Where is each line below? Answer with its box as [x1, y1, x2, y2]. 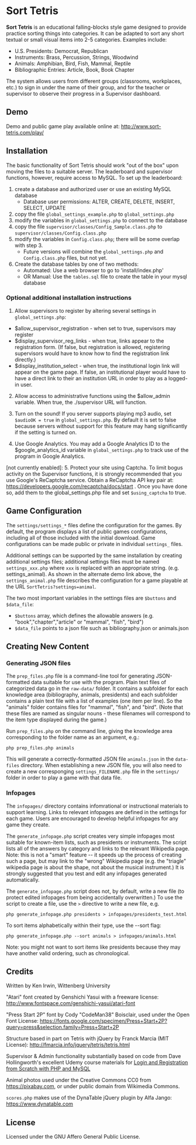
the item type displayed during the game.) [6, 716, 107, 724]
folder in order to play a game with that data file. [6, 774, 122, 781]
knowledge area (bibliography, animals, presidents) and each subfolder [6, 691, 178, 698]
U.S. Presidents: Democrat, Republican [14, 47, 108, 54]
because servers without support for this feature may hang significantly [14, 422, 188, 430]
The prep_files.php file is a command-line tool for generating [6, 672, 155, 679]
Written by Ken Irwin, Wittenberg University [6, 982, 111, 989]
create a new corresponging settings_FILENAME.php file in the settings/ [6, 768, 180, 775]
